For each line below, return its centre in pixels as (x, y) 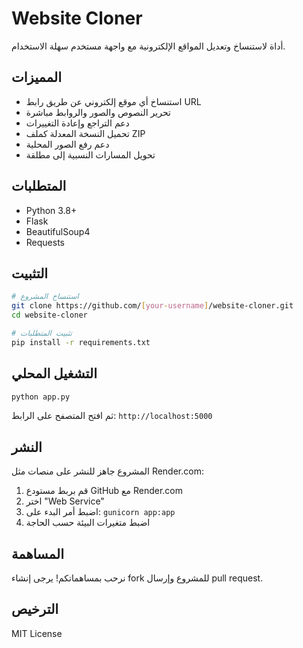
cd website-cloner (49, 315)
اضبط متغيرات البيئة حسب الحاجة (88, 523)
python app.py (41, 397)
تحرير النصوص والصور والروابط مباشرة (98, 112)
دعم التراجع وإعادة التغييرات (77, 123)
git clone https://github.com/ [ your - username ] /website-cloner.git (152, 306)
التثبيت (30, 273)
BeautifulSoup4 (58, 231)
